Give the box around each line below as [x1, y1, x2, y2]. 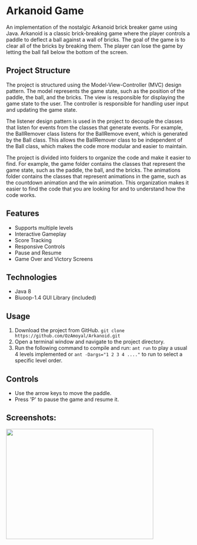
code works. [6, 191, 36, 198]
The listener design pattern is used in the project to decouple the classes [6, 118, 183, 125]
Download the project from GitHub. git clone [14, 327, 125, 334]
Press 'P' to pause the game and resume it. [14, 396, 119, 403]
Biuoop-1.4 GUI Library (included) [14, 294, 96, 301]
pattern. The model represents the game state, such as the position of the [6, 87, 185, 95]
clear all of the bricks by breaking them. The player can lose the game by [6, 42, 183, 49]
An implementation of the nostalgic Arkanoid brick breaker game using [6, 24, 178, 31]
